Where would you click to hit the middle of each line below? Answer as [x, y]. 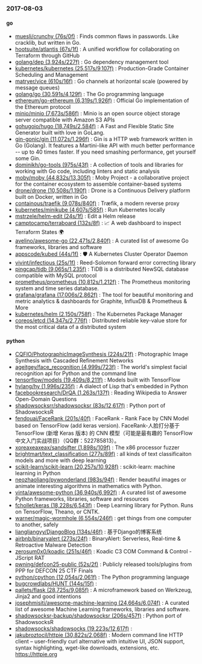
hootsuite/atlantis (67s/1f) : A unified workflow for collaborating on [97, 49]
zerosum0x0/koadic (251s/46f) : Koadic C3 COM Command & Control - [103, 552]
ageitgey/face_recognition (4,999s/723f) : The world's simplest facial [101, 367]
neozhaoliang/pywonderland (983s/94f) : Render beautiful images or [101, 480]
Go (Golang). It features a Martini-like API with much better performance [105, 146]
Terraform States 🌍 [39, 232]
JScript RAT [30, 558]
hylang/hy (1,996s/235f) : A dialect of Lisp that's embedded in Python [101, 386]
